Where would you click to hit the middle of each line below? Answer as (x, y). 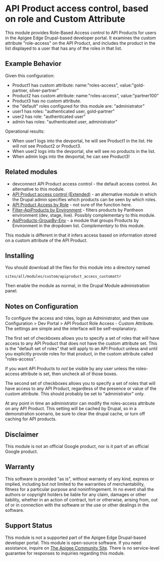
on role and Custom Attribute (65, 19)
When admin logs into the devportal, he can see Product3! (71, 156)
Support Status (29, 526)
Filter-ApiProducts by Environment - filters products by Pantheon (78, 210)
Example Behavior (33, 64)
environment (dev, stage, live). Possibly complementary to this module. (84, 215)
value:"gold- (132, 85)
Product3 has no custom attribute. (47, 101)
